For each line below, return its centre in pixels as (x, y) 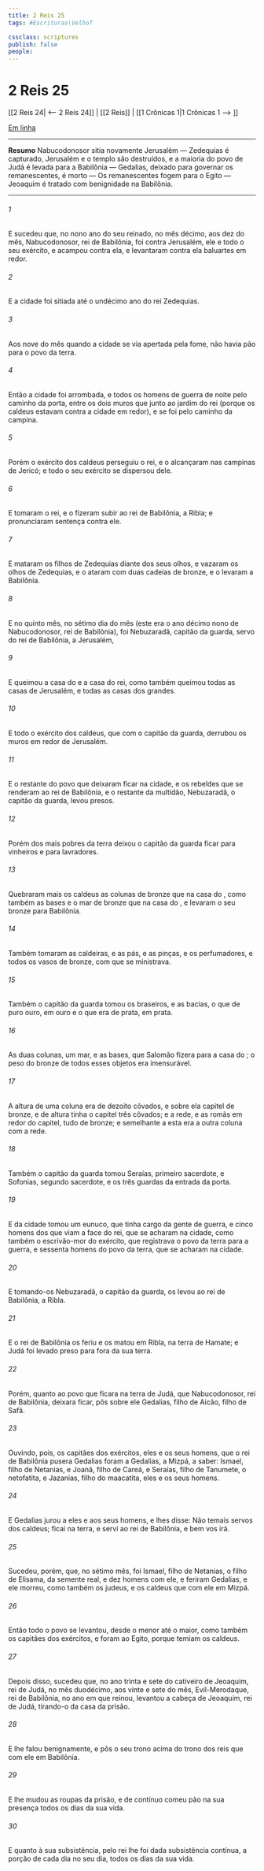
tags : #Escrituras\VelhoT (50, 23)
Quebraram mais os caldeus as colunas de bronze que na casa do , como (127, 894)
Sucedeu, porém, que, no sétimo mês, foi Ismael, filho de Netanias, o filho (128, 1571)
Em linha (22, 128)
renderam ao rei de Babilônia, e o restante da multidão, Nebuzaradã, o (122, 792)
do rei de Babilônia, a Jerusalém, (61, 640)
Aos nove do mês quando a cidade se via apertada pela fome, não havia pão (132, 344)
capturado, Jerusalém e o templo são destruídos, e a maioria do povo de (126, 159)
